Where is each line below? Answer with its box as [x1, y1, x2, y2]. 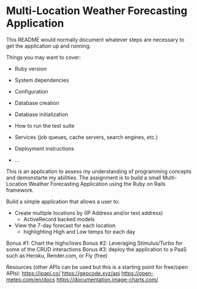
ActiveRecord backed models [23, 215, 95, 222]
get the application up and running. [6, 42, 91, 49]
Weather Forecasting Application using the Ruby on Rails [28, 180, 166, 187]
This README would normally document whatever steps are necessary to [6, 36, 185, 43]
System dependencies [14, 77, 69, 84]
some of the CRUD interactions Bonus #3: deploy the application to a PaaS [6, 245, 187, 253]
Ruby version [14, 65, 47, 72]
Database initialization [14, 111, 69, 118]
